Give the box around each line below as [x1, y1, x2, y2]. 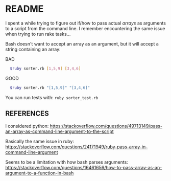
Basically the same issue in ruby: [5, 138, 74, 144]
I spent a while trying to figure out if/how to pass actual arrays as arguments [5, 20, 166, 26]
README [5, 3, 44, 15]
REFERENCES [5, 109, 50, 118]
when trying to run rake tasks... [5, 31, 71, 37]
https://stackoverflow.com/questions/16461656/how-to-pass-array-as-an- [5, 164, 162, 170]
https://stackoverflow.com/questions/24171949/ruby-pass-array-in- [5, 144, 148, 150]
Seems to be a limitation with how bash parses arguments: [5, 159, 129, 165]
